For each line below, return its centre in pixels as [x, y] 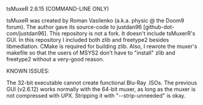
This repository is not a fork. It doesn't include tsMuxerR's [122, 33]
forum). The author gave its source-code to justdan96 [74, 27]
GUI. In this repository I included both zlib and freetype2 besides [88, 40]
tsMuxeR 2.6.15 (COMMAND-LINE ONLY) [58, 9]
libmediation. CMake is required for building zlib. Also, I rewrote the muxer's [102, 46]
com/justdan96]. [27, 33]
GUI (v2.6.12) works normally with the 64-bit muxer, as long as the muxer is [101, 89]
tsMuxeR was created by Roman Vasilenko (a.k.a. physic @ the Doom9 [95, 20]
